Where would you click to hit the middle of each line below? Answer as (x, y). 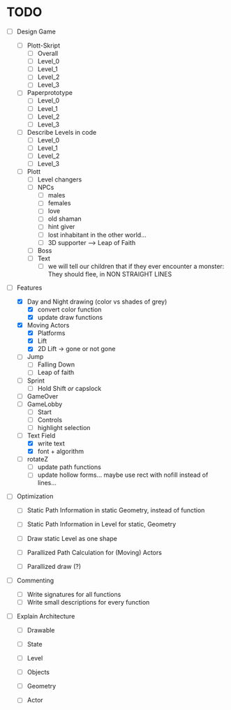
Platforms (51, 333)
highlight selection (64, 427)
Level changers (60, 179)
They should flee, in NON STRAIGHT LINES (110, 274)
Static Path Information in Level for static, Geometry (102, 524)
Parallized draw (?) (54, 566)
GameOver (43, 396)
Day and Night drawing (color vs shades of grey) (97, 302)
